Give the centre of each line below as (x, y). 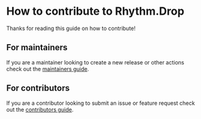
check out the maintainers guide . (48, 69)
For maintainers (37, 48)
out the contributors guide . (40, 109)
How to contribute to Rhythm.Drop (95, 11)
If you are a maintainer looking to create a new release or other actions (95, 62)
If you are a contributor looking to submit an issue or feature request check (101, 103)
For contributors (38, 88)
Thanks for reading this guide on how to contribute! (71, 28)
